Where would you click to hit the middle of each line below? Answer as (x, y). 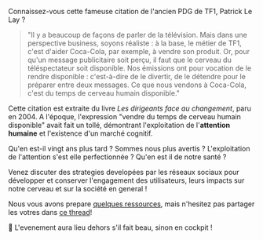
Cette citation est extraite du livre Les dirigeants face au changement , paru (130, 108)
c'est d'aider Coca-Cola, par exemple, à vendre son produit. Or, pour (138, 51)
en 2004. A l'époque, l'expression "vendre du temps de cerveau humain (125, 116)
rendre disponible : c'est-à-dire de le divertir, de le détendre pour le (136, 76)
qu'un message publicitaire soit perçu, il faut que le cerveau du (129, 60)
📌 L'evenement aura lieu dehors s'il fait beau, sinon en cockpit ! (111, 227)
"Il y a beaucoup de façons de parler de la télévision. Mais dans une (137, 35)
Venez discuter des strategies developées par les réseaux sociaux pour (124, 172)
